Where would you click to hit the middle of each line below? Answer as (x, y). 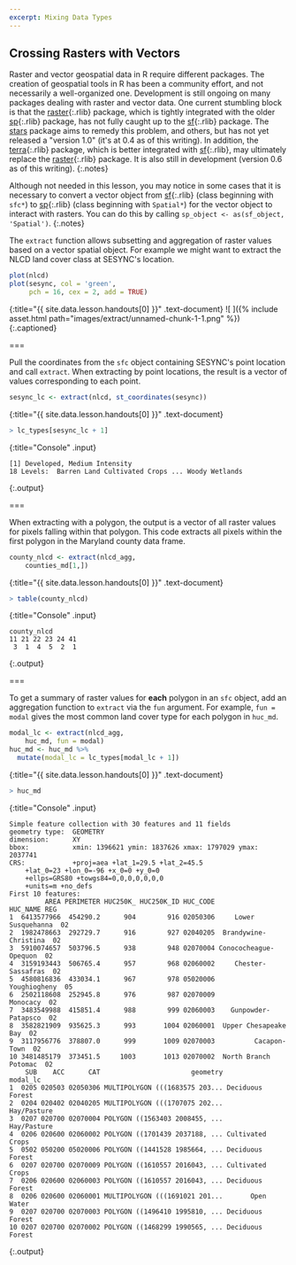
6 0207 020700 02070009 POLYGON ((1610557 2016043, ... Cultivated (138, 1165)
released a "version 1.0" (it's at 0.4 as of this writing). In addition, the (134, 140)
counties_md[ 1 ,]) (57, 565)
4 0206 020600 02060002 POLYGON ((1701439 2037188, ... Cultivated (138, 1134)
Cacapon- (270, 1041)
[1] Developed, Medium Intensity (71, 463)
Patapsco (25, 1018)
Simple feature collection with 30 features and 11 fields (120, 824)
